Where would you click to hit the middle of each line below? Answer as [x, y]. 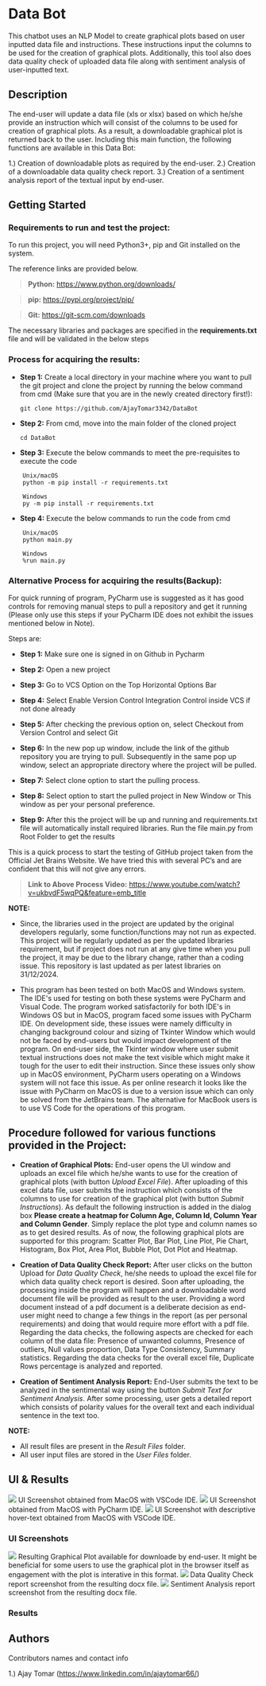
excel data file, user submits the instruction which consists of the [126, 1190]
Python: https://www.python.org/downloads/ [102, 284]
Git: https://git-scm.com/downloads [86, 315]
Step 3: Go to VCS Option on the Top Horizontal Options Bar [118, 685]
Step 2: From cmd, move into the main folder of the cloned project [128, 423]
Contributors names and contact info [68, 1658]
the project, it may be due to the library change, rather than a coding [132, 958]
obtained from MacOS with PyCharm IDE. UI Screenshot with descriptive [132, 1509]
